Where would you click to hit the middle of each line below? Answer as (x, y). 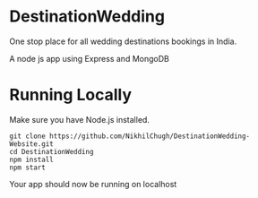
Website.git (31, 144)
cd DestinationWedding (52, 151)
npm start (28, 168)
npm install (31, 159)
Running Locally (71, 95)
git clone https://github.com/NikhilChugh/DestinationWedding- (130, 136)
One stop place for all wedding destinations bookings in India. (123, 41)
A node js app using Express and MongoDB (90, 58)
